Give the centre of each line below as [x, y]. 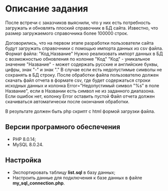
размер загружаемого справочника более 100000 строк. [67, 33]
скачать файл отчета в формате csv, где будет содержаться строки [78, 80]
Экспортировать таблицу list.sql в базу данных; [64, 172]
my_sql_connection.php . [39, 183]
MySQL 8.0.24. [28, 144]
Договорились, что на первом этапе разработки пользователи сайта [79, 43]
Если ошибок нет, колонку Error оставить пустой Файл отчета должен [80, 96]
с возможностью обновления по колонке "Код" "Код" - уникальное [78, 59]
